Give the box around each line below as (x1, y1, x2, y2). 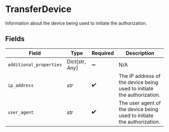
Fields (5, 35, 25, 43)
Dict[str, (66, 58, 86, 65)
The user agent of (118, 99, 161, 106)
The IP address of (118, 72, 161, 79)
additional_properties (8, 62, 62, 67)
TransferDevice (5, 4, 72, 15)
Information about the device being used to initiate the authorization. (5, 20, 147, 26)
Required (92, 49, 114, 56)
